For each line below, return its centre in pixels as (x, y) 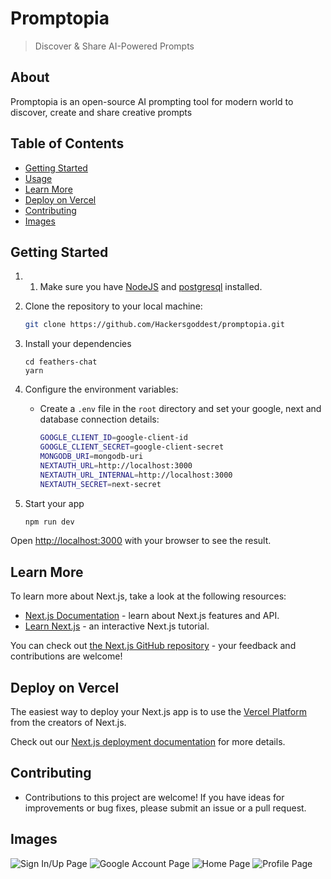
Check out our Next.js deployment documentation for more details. (148, 741)
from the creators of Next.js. (68, 722)
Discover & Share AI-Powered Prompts (114, 46)
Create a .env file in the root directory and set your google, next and (180, 409)
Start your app (54, 503)
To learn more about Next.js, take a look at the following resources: (148, 596)
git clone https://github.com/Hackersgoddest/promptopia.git (155, 325)
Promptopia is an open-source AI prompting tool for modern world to (152, 101)
